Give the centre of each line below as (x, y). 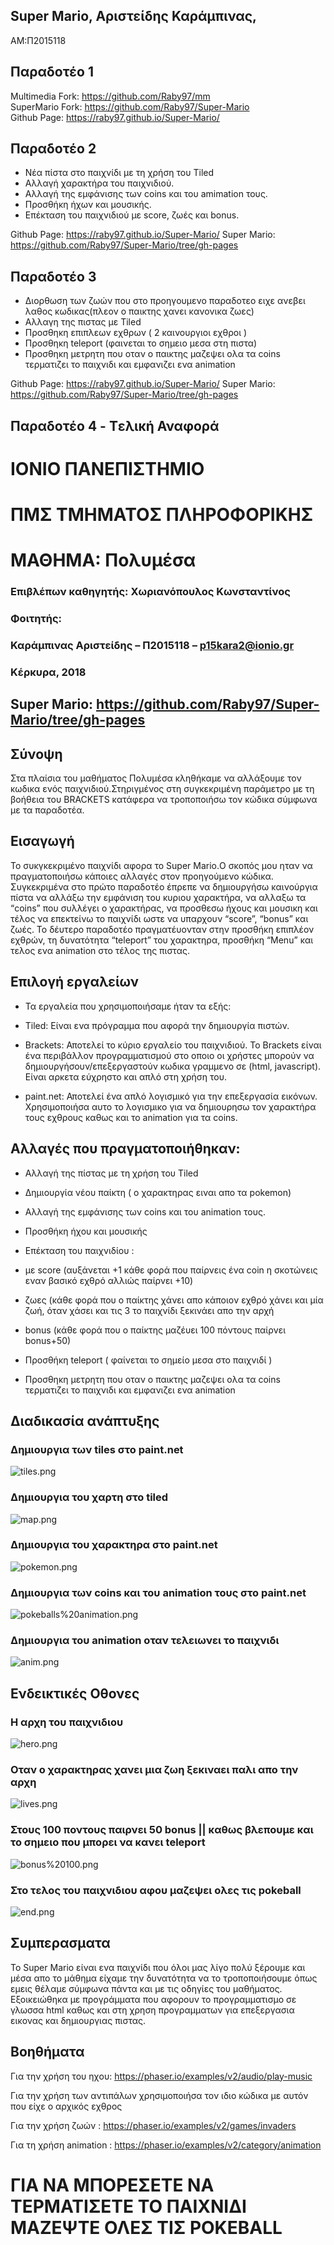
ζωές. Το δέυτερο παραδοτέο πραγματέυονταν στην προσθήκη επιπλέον (162, 929)
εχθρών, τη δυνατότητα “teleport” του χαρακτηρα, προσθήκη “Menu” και (162, 940)
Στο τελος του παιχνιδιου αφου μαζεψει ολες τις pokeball (156, 1890)
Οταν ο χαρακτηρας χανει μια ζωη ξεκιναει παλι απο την (154, 1770)
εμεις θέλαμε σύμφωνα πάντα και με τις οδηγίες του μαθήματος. (146, 1988)
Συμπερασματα (60, 1943)
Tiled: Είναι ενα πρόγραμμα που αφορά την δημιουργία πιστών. (157, 1025)
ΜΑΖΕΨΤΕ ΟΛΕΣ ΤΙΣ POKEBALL (146, 2227)
